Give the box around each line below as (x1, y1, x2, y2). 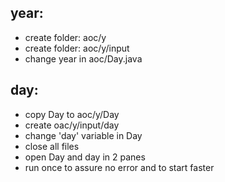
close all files (24, 140, 80, 152)
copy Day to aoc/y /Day (24, 108, 120, 120)
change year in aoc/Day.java (24, 52, 143, 65)
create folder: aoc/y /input (24, 42, 130, 54)
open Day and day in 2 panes (24, 151, 146, 163)
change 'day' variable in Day (24, 129, 143, 141)
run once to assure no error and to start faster (24, 161, 215, 173)
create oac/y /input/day (24, 119, 120, 131)
